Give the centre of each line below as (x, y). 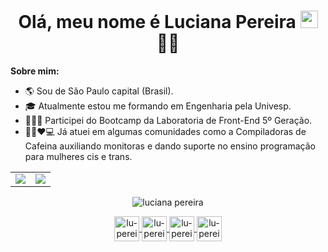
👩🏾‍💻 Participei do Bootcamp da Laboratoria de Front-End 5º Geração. (168, 120)
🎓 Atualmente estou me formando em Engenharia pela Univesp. (158, 106)
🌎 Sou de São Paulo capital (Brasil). (99, 91)
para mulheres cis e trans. (78, 156)
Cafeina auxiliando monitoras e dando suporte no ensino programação (170, 146)
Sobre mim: (35, 71)
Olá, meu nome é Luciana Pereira (157, 22)
